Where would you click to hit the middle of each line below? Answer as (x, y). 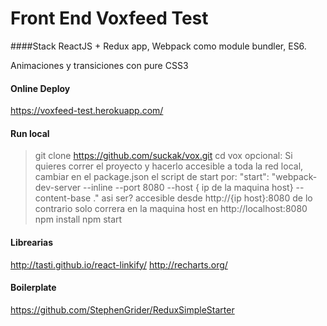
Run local (30, 133)
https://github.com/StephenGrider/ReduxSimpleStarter (122, 309)
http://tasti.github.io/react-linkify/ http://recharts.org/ (119, 264)
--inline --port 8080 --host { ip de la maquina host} (188, 188)
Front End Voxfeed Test (109, 18)
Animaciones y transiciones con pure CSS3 (99, 65)
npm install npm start (78, 219)
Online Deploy (40, 88)
